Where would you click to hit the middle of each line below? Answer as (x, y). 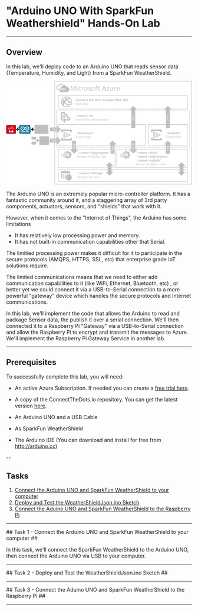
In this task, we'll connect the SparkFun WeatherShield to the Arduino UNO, (98, 550)
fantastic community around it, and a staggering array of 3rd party (87, 200)
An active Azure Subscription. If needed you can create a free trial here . (102, 388)
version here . (31, 406)
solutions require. (27, 265)
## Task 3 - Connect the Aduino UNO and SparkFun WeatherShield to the (95, 590)
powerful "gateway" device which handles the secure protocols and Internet (99, 295)
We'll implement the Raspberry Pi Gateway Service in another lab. (86, 338)
